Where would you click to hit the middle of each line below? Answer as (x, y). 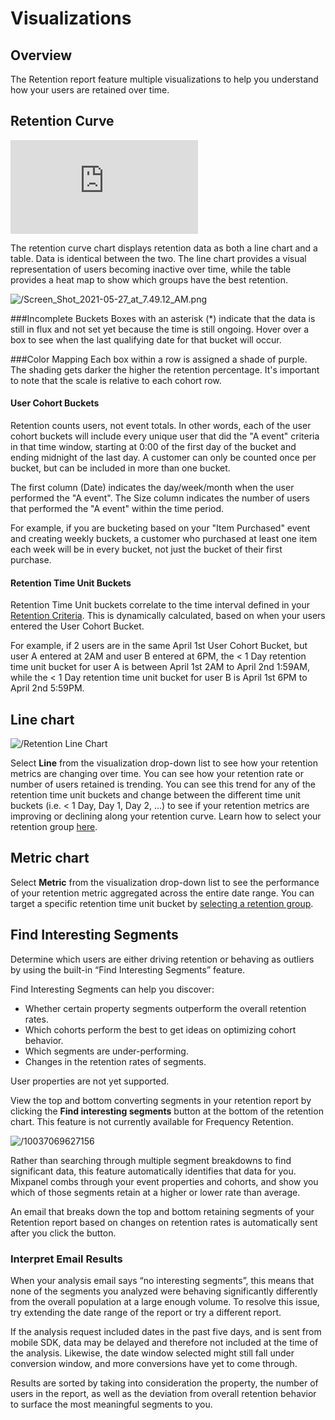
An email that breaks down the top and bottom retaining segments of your (162, 1211)
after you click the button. (63, 1233)
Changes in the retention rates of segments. (115, 1061)
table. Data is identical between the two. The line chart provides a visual (158, 258)
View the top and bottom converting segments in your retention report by (161, 1100)
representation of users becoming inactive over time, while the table (151, 269)
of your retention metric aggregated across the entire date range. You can (162, 893)
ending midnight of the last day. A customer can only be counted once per (163, 458)
